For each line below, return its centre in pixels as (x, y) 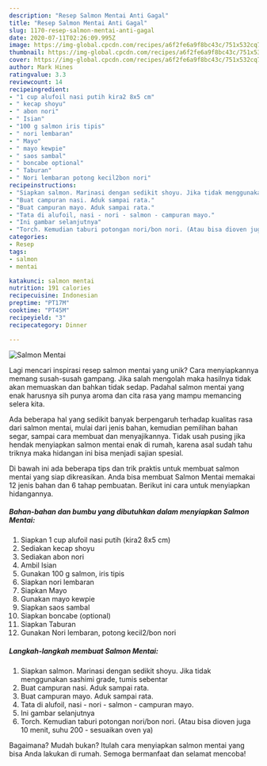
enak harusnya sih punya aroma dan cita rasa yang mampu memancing (126, 395)
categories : (29, 237)
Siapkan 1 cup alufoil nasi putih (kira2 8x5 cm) (95, 540)
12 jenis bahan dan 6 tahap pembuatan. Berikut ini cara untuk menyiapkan (130, 485)
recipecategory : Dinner (48, 325)
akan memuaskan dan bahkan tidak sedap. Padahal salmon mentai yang (127, 387)
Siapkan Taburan (48, 625)
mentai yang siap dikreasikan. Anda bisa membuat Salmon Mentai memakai (132, 476)
